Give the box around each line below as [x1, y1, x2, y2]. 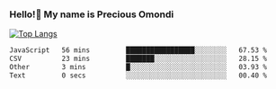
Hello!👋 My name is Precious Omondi [9, 8, 174, 21]
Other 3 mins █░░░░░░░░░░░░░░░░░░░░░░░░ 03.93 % [9, 63, 268, 72]
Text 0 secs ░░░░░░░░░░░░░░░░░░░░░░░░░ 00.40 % [9, 71, 268, 80]
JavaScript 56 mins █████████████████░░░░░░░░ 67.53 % [9, 46, 268, 55]
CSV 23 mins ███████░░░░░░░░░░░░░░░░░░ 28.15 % [9, 54, 268, 64]
